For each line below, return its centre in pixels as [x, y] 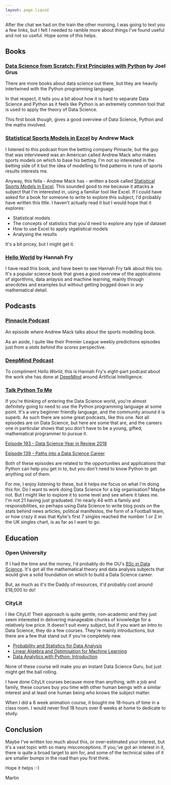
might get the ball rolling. [31, 672]
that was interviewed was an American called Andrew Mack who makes [81, 155]
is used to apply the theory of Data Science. [52, 110]
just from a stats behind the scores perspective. [56, 347]
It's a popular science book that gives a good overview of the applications [83, 274]
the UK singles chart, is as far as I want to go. [53, 522]
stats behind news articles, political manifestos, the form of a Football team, [85, 511]
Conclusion [24, 730]
